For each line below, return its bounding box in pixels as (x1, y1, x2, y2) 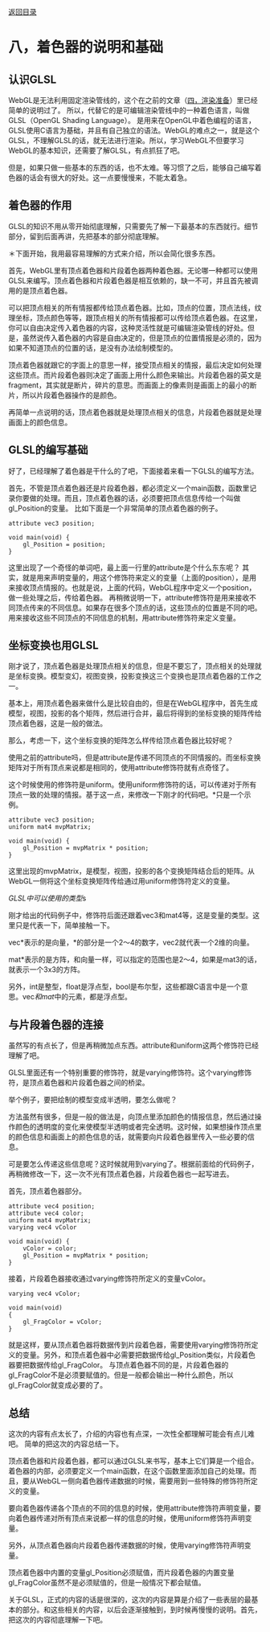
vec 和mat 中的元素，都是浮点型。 (22, 992, 133, 1002)
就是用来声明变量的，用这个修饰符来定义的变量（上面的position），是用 (22, 572, 257, 582)
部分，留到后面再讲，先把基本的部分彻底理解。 (8, 232, 163, 241)
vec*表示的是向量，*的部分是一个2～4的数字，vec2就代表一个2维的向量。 (8, 937, 255, 947)
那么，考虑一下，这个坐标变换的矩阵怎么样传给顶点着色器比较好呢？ (8, 736, 234, 745)
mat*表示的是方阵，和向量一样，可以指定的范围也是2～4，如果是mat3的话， (8, 955, 261, 965)
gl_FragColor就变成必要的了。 (8, 1380, 108, 1390)
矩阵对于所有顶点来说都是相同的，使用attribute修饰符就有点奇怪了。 (8, 763, 234, 773)
